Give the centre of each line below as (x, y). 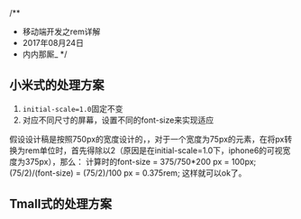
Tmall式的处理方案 (61, 204)
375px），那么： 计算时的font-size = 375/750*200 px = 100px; (141, 161)
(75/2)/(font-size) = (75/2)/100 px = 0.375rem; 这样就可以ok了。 (128, 173)
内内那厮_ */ (45, 54)
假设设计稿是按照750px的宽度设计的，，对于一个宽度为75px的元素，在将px (147, 139)
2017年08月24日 (53, 43)
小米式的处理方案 (57, 85)
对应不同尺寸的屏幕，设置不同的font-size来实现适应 (118, 120)
